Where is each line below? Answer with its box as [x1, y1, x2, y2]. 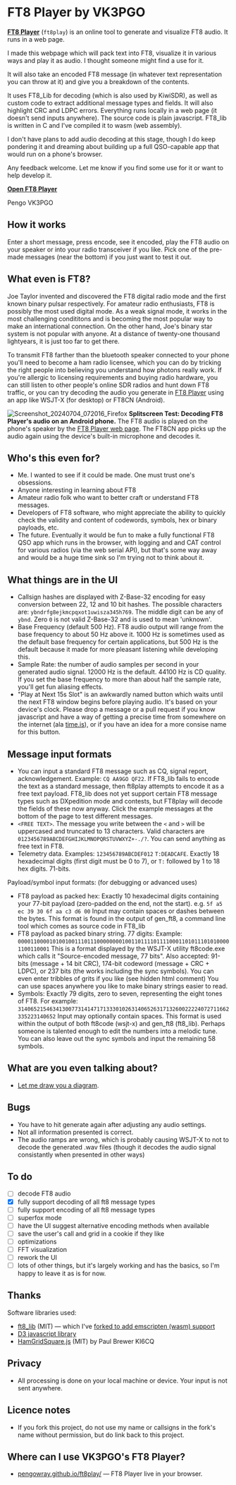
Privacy [7, 1357, 42, 1370]
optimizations [17, 1237, 57, 1246]
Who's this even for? [7, 452, 101, 464]
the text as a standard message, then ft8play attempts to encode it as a [17, 782, 224, 790]
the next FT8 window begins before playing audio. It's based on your [17, 698, 218, 706]
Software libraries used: [7, 1308, 77, 1317]
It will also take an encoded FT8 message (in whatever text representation [7, 70, 223, 78]
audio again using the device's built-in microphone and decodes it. [7, 431, 201, 440]
